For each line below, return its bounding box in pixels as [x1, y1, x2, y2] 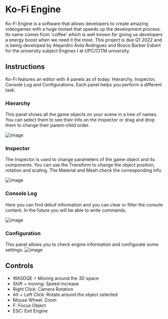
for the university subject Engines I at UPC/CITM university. [5, 48, 130, 54]
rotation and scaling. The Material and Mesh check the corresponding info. [5, 167, 163, 173]
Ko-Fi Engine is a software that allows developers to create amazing [5, 20, 149, 27]
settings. [5, 246, 24, 253]
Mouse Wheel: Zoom [12, 297, 57, 303]
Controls [5, 262, 34, 270]
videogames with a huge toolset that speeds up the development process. [5, 26, 161, 32]
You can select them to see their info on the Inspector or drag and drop [5, 117, 155, 123]
